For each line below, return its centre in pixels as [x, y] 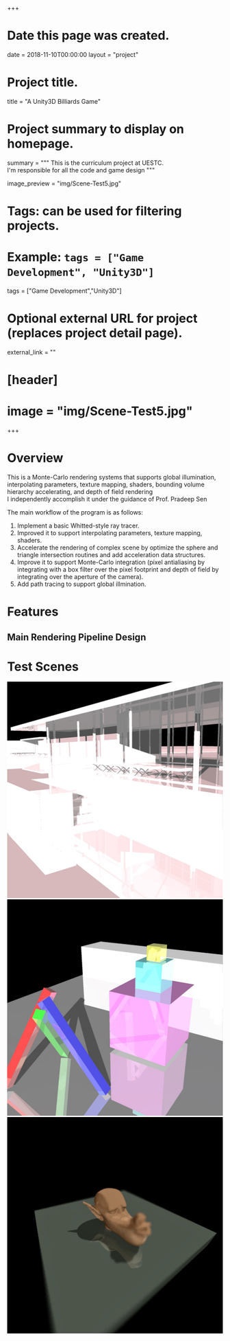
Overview [35, 458]
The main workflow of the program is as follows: [75, 512]
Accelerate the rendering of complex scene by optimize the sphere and [117, 548]
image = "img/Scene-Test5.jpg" [100, 411]
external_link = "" [31, 352]
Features [33, 612]
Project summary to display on [96, 129]
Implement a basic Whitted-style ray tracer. [78, 526]
